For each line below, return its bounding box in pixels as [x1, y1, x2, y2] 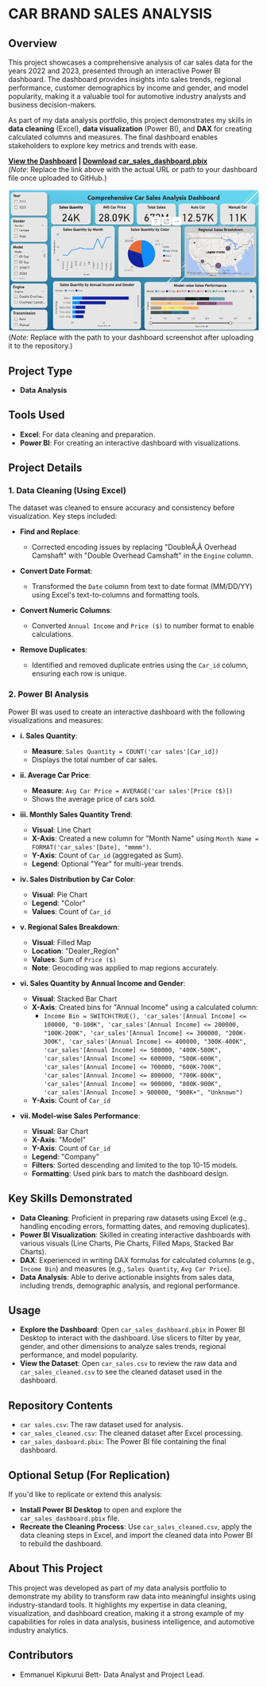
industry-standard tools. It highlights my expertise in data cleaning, [8, 1599, 227, 1610]
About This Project [8, 1562, 103, 1575]
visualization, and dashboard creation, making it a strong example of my [8, 1608, 244, 1618]
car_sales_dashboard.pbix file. [19, 1513, 120, 1523]
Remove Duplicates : [19, 645, 88, 654]
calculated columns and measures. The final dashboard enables [8, 132, 219, 142]
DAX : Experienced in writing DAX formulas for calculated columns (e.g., [19, 1255, 256, 1265]
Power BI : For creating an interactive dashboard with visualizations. [19, 437, 241, 447]
